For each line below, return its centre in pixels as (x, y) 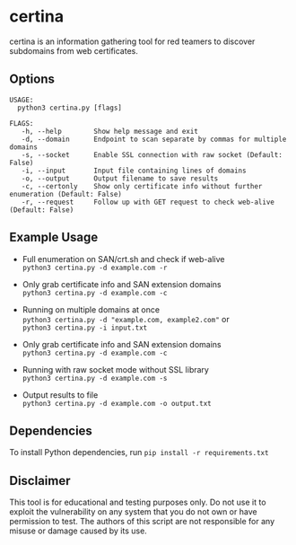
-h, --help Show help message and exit (110, 131)
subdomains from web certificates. (74, 50)
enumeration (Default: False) (66, 194)
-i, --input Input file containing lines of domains (134, 171)
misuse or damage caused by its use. (78, 531)
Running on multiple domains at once (91, 309)
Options (32, 79)
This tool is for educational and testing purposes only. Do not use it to (138, 502)
